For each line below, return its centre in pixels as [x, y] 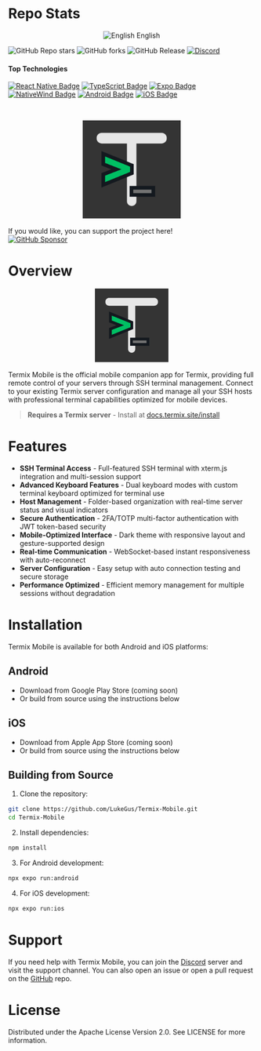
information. [28, 1040]
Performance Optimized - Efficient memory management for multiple [132, 585]
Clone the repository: [54, 794]
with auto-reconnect [53, 560]
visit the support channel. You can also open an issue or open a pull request [130, 970]
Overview [40, 271]
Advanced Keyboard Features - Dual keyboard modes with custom [129, 485]
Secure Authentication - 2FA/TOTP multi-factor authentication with [129, 518]
